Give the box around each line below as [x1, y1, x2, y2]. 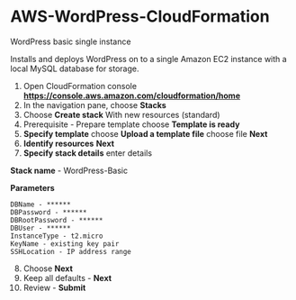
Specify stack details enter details [22, 147, 152, 159]
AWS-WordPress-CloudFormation [10, 6, 270, 27]
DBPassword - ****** [10, 207, 88, 217]
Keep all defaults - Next [22, 272, 112, 283]
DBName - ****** [10, 200, 71, 209]
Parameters [10, 182, 55, 193]
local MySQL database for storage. [10, 63, 139, 74]
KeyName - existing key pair [10, 239, 120, 249]
